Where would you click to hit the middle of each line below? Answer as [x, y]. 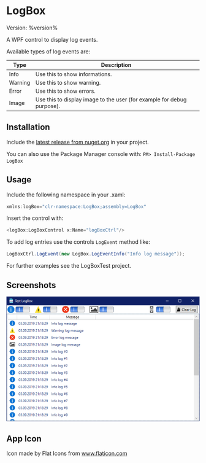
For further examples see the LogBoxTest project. [69, 266]
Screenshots [31, 285]
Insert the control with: [35, 218]
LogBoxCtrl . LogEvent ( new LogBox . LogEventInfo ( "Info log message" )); [96, 254]
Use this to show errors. [66, 91]
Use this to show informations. [74, 74]
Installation [28, 127]
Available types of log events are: [48, 51]
